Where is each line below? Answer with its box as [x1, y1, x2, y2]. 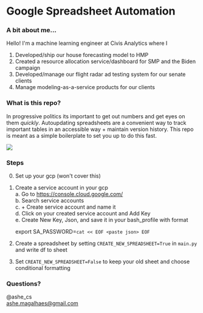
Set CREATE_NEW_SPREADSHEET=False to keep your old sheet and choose [15, 258, 190, 265]
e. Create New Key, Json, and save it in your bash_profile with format [15, 217, 188, 224]
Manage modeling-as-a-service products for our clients [15, 84, 155, 91]
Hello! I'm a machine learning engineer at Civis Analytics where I [6, 39, 168, 47]
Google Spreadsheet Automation [6, 4, 176, 18]
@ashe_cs [6, 293, 32, 301]
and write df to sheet [15, 246, 68, 254]
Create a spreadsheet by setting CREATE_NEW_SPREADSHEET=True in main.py [15, 240, 198, 247]
